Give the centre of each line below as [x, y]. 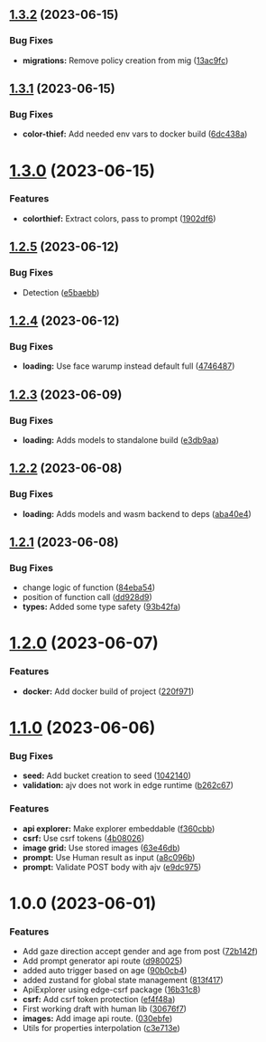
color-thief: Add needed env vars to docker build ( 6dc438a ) [135, 134]
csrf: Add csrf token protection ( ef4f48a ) [99, 1000]
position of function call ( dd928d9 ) [87, 597]
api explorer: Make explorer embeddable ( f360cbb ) [119, 828]
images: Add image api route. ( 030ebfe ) [97, 1019]
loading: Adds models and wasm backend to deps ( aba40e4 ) [137, 513]
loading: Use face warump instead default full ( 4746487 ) [128, 366]
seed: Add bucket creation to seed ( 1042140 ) [107, 775]
